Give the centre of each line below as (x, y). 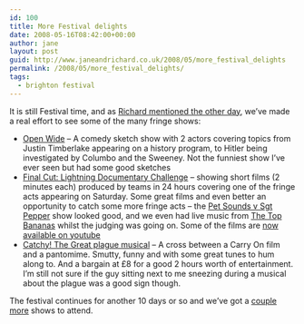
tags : (20, 77)
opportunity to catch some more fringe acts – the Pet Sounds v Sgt (147, 206)
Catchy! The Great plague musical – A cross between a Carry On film (151, 244)
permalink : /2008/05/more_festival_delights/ (97, 69)
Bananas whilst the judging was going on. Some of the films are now (150, 225)
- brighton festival (56, 85)
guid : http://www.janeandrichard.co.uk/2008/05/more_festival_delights (147, 60)
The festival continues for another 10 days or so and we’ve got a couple (143, 300)
